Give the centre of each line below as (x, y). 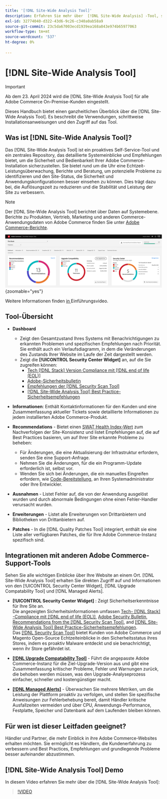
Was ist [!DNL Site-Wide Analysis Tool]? (69, 138)
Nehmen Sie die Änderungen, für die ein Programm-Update (81, 463)
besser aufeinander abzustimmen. (40, 754)
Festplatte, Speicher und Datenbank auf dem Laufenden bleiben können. (87, 711)
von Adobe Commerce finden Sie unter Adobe (92, 222)
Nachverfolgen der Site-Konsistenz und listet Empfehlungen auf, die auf (86, 432)
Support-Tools (28, 563)
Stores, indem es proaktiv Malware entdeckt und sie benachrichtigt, (82, 643)
